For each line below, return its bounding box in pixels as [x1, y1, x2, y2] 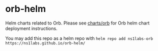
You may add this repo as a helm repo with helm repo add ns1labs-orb [5, 35, 153, 41]
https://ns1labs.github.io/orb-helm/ [5, 40, 86, 46]
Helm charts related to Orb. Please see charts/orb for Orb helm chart [5, 20, 150, 26]
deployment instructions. [5, 25, 58, 31]
